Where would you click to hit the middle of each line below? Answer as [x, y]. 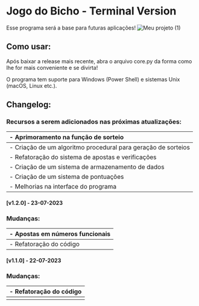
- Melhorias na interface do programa [63, 187]
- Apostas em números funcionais [60, 234]
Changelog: [29, 105]
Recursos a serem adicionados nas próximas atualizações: [94, 122]
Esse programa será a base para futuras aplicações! [71, 28]
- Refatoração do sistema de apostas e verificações [83, 157]
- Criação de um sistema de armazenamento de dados [87, 167]
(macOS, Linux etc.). [32, 86]
